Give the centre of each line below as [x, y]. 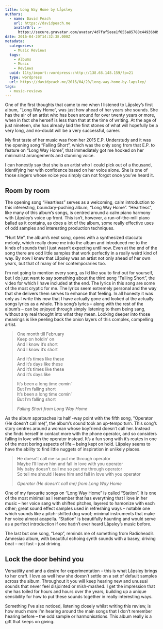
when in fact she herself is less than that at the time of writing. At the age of [81, 120]
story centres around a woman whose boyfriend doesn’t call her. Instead [78, 429]
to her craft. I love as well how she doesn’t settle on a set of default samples [81, 576]
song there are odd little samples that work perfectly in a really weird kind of [81, 253]
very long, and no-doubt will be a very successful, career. [63, 131]
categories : [22, 46]
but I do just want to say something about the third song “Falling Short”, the [80, 278]
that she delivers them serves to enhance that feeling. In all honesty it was [79, 294]
